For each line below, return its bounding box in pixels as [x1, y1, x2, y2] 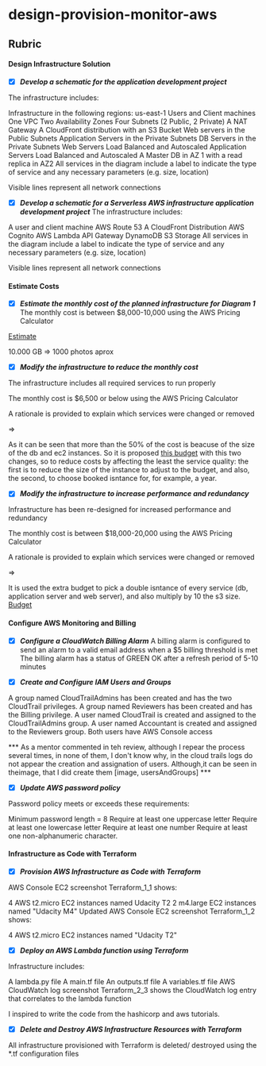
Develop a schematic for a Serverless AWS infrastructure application [19, 198, 254, 207]
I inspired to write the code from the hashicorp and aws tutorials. [8, 1010, 220, 1019]
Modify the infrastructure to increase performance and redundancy [19, 489, 249, 498]
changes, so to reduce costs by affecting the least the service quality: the [8, 456, 249, 466]
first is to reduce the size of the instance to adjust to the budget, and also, [8, 465, 250, 475]
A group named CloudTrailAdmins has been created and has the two [8, 693, 233, 702]
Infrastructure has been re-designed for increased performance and [8, 505, 232, 514]
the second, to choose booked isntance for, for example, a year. [8, 474, 217, 483]
